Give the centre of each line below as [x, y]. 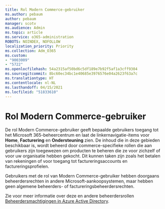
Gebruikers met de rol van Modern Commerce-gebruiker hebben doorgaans [82, 176]
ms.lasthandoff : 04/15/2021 [34, 87]
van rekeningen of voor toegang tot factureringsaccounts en [66, 161]
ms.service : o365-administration [39, 37]
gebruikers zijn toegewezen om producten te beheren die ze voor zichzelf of [83, 151]
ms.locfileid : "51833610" [32, 92]
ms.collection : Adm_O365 [31, 51]
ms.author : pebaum [24, 14]
